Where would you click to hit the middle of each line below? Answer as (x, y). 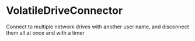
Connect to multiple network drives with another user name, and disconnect (97, 27)
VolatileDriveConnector (65, 11)
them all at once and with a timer (45, 32)
